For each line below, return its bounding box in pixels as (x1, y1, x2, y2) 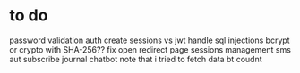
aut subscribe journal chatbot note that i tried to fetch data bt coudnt (9, 53, 262, 64)
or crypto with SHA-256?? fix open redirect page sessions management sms (9, 44, 291, 54)
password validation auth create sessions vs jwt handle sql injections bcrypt (9, 35, 290, 45)
